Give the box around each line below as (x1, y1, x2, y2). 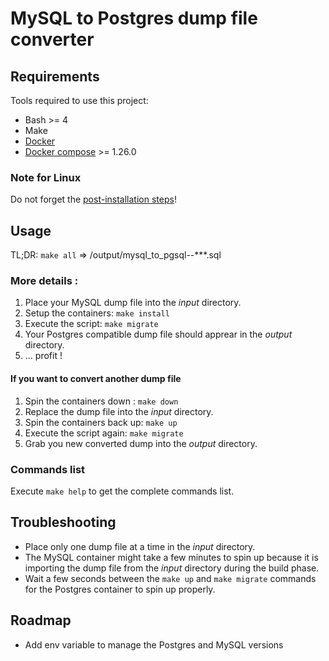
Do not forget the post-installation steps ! (10, 193, 177, 206)
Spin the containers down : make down (24, 395, 179, 407)
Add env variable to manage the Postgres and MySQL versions (24, 638, 284, 651)
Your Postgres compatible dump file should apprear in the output (24, 328, 293, 341)
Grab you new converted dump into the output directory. (24, 437, 258, 449)
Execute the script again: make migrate (24, 427, 184, 439)
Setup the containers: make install (24, 307, 170, 319)
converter (10, 28, 95, 51)
